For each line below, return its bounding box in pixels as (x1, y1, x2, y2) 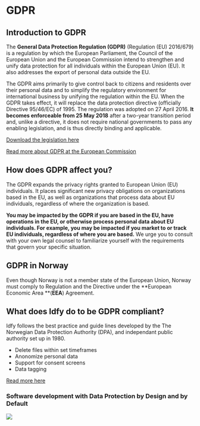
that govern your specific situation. (6, 243, 92, 250)
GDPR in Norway (6, 260, 68, 271)
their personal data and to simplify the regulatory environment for (6, 87, 167, 93)
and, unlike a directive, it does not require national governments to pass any (6, 118, 192, 125)
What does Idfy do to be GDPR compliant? (6, 307, 165, 317)
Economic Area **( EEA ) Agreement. (6, 289, 95, 296)
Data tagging (14, 366, 47, 373)
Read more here (6, 377, 46, 384)
